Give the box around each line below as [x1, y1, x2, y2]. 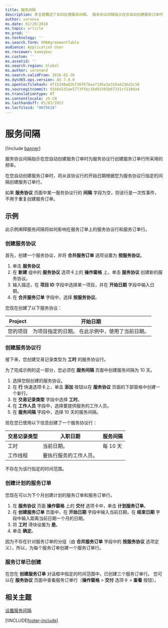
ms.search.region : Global [5, 63, 59, 68]
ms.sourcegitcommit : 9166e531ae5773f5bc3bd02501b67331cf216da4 [5, 86, 140, 92]
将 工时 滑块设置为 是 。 [12, 521, 60, 527]
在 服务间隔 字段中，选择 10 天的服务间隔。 [12, 409, 101, 415]
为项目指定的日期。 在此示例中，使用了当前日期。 [32, 328, 149, 335]
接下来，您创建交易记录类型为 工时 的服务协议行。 [5, 357, 108, 363]
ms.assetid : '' [5, 59, 37, 64]
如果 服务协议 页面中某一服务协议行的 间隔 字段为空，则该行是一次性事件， [5, 189, 159, 196]
